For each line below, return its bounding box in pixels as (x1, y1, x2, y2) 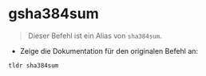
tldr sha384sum (8, 61, 59, 70)
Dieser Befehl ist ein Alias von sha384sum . (27, 31, 162, 40)
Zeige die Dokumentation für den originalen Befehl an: (19, 46, 198, 55)
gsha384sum (8, 5, 99, 23)
